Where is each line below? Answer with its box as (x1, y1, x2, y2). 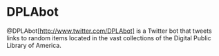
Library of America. (6, 41, 61, 49)
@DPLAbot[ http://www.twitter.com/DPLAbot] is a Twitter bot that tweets (6, 27, 212, 35)
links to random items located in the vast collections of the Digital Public (6, 33, 211, 42)
